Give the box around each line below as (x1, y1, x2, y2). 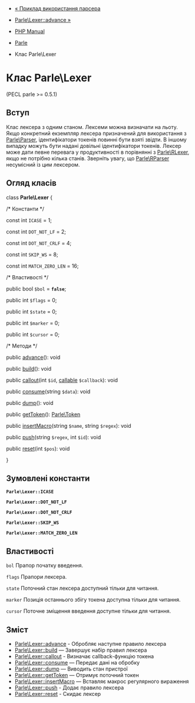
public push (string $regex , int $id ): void (6, 433, 101, 441)
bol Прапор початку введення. (6, 562, 84, 569)
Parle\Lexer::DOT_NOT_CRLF (6, 510, 72, 516)
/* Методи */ (6, 342, 38, 349)
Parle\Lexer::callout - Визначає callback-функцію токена (14, 653, 154, 659)
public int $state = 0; (6, 308, 57, 315)
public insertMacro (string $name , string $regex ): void (6, 422, 131, 429)
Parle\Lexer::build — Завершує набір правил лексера (14, 646, 147, 654)
